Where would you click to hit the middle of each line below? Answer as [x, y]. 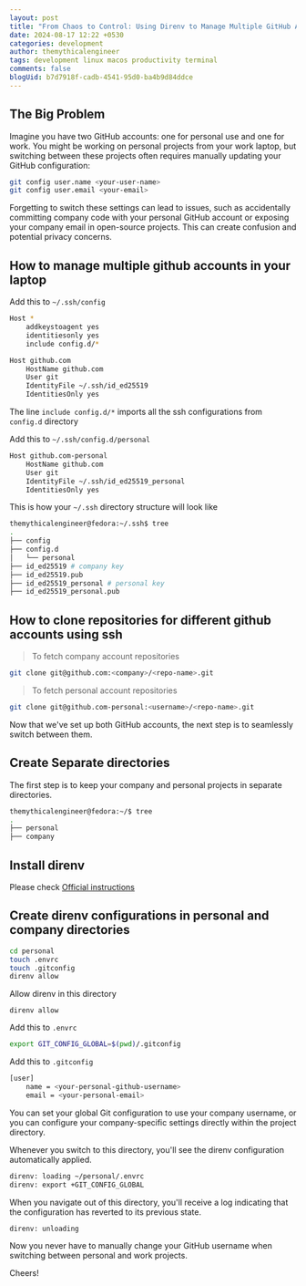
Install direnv [47, 865]
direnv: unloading [44, 1229]
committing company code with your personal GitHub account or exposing [149, 218]
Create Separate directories [90, 763]
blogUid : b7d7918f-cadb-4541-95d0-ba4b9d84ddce [102, 78]
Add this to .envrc [43, 1028]
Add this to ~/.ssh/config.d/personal [80, 439]
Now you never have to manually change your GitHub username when [141, 1246]
